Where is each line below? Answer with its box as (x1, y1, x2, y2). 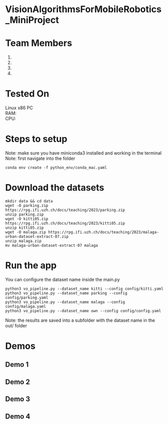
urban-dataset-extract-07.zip (5, 234, 69, 239)
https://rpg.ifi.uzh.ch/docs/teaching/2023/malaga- (48, 229, 159, 235)
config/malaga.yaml (5, 304, 46, 309)
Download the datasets (5, 182, 104, 193)
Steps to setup (5, 133, 68, 145)
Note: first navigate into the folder (5, 155, 76, 161)
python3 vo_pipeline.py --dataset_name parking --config (5, 290, 128, 295)
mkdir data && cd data (5, 198, 53, 203)
